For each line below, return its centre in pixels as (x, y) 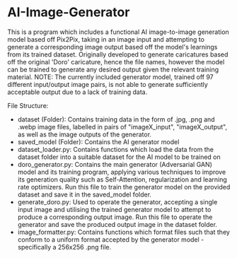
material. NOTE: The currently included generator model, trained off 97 (110, 77)
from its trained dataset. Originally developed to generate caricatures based (118, 54)
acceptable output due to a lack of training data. (77, 92)
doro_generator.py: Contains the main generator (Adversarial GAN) (115, 164)
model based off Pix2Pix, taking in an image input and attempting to (106, 39)
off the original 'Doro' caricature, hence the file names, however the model (116, 61)
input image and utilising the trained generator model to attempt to (114, 209)
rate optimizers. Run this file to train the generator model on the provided (124, 187)
